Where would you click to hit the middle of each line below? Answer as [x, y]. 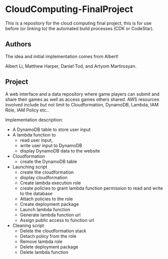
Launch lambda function [45, 209]
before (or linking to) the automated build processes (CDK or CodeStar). [79, 28]
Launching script [30, 167]
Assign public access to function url [57, 220]
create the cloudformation [47, 172]
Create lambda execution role [50, 183]
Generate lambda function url [50, 215]
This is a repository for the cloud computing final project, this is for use [78, 23]
